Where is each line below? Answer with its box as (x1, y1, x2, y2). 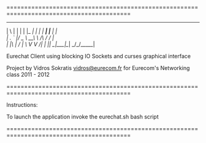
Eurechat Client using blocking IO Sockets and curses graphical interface (6, 53, 191, 60)
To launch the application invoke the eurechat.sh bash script (6, 113, 159, 120)
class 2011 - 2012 (6, 71, 50, 78)
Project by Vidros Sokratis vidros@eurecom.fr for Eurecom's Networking (6, 64, 190, 71)
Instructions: (6, 101, 38, 108)
